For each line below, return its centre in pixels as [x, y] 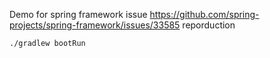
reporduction [209, 25]
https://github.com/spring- [204, 14]
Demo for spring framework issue [78, 14]
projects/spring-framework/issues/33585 [95, 25]
